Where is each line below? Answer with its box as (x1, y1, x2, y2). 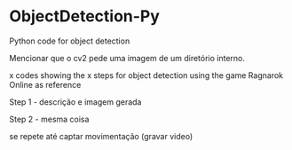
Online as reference (9, 79, 82, 90)
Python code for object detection (9, 36, 130, 46)
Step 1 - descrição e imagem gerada (9, 96, 142, 107)
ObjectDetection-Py (9, 6, 160, 27)
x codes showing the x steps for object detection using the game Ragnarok (9, 69, 284, 81)
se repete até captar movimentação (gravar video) (9, 130, 193, 141)
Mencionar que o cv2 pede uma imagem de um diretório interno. (9, 52, 246, 63)
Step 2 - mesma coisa (9, 114, 90, 124)
